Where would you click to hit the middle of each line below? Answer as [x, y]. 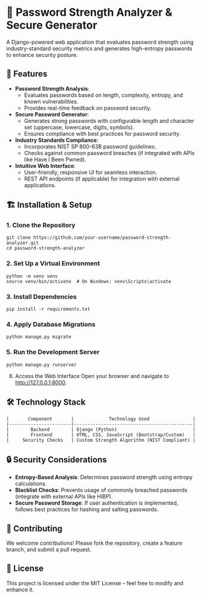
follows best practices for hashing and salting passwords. [87, 510]
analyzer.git [23, 243]
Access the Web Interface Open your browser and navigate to [92, 376]
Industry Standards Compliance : [56, 140]
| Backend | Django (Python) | [101, 430]
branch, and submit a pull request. [49, 550]
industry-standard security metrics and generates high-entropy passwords [99, 48]
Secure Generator [52, 25]
